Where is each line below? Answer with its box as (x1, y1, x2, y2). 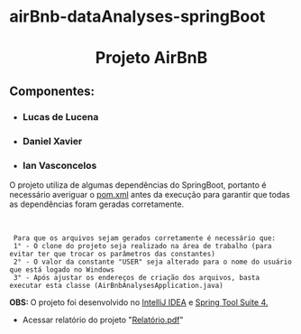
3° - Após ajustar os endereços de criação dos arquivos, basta (13, 273, 260, 282)
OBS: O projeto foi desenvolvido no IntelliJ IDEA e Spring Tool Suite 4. (9, 296, 269, 308)
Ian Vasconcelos (22, 159, 97, 172)
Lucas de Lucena (22, 110, 99, 123)
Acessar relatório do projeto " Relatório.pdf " (22, 314, 184, 325)
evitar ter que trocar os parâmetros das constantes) (9, 249, 216, 258)
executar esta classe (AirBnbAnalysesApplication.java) (9, 281, 223, 290)
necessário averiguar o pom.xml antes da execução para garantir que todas (9, 189, 291, 199)
